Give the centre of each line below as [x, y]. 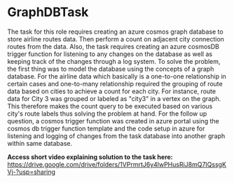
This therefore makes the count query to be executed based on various [110, 106]
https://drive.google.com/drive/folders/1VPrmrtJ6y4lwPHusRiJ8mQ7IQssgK [117, 164]
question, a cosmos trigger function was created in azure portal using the [113, 121]
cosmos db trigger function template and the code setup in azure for [106, 128]
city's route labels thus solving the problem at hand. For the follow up [107, 114]
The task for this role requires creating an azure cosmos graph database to [115, 32]
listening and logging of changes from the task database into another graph [116, 136]
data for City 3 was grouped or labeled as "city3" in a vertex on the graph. [114, 98]
